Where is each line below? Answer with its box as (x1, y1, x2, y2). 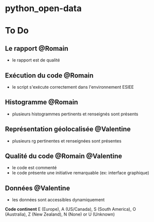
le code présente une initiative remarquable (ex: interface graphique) (12, 170, 149, 176)
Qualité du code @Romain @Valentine (5, 152, 123, 160)
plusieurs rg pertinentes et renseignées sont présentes (12, 138, 122, 143)
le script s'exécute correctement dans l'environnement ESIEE (12, 84, 134, 90)
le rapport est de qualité (12, 57, 60, 63)
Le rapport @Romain (5, 44, 69, 52)
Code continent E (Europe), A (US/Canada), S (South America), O (5, 206, 137, 212)
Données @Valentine (5, 184, 70, 192)
